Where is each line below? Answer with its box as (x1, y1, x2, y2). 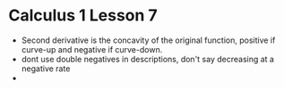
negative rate (21, 63, 71, 74)
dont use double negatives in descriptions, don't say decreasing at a (21, 53, 275, 64)
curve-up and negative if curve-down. (21, 44, 163, 54)
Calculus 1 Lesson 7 (8, 5, 158, 26)
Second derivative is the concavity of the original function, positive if (21, 35, 276, 45)
